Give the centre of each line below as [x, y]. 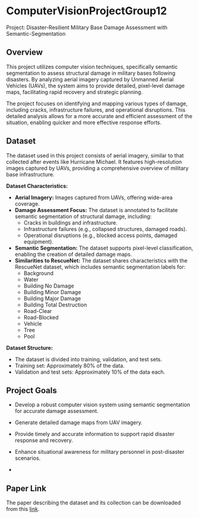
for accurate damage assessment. [57, 411]
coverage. [27, 204]
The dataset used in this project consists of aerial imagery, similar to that [95, 155]
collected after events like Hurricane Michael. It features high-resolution [94, 162]
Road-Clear [38, 311]
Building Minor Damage [52, 292]
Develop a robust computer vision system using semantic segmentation [102, 405]
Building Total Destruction [55, 305]
